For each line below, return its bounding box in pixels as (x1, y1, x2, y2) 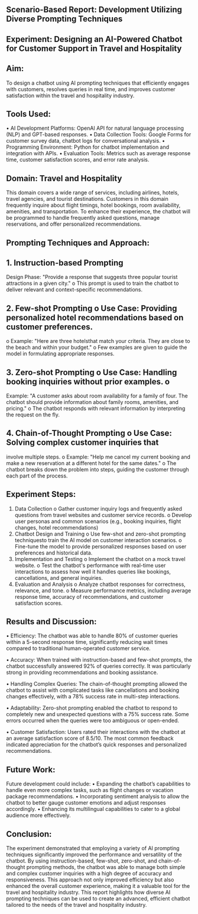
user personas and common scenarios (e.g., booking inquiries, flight (14, 518, 181, 525)
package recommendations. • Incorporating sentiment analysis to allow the (6, 793, 189, 800)
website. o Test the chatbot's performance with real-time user (14, 562, 166, 569)
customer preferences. (6, 322, 93, 332)
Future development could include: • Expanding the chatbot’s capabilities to (6, 780, 191, 787)
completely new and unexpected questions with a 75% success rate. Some (6, 711, 189, 718)
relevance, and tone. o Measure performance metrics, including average (14, 586, 191, 594)
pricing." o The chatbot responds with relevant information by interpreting (6, 405, 186, 412)
